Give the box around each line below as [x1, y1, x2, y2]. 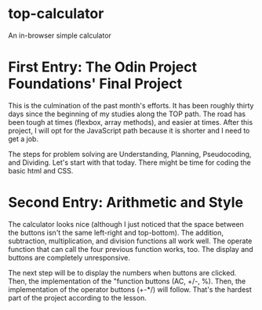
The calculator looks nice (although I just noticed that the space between [8, 219, 245, 228]
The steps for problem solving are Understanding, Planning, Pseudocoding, [8, 149, 252, 159]
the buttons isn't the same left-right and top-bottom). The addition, [8, 228, 224, 237]
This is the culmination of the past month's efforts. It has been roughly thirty [8, 100, 254, 110]
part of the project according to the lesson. [8, 293, 147, 302]
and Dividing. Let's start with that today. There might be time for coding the [8, 158, 251, 167]
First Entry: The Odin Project [8, 58, 198, 76]
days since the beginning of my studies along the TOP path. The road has [8, 109, 246, 119]
